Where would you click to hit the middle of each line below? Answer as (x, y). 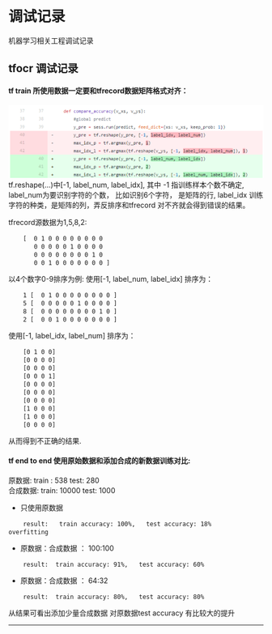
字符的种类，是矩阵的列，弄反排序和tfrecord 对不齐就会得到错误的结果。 (129, 205)
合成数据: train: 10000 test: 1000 (62, 490)
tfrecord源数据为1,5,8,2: (48, 222)
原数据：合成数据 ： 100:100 (67, 548)
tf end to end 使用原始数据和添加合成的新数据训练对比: (100, 461)
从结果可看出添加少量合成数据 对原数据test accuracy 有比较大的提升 (122, 613)
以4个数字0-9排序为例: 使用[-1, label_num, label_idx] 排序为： (111, 279)
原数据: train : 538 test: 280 (54, 480)
